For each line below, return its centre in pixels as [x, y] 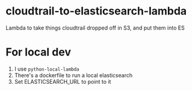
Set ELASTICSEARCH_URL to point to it [63, 81]
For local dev [39, 52]
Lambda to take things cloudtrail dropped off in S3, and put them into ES [95, 28]
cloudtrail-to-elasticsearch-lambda [96, 11]
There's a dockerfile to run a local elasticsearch [73, 75]
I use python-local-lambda [47, 69]
